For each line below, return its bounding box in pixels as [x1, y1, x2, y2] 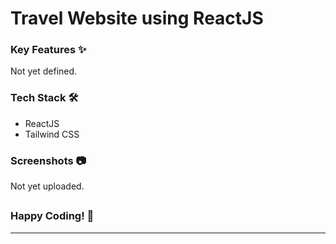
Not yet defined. [10, 65, 78, 77]
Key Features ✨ [10, 43, 87, 57]
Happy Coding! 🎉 [10, 209, 95, 223]
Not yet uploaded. [10, 180, 85, 192]
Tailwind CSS [24, 128, 80, 140]
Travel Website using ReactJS [10, 7, 264, 30]
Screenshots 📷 [10, 153, 87, 167]
